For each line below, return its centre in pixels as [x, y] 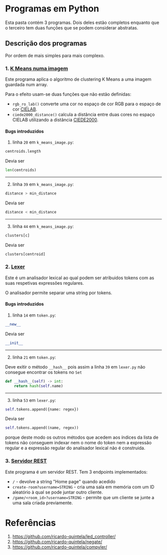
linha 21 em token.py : [34, 357]
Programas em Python [52, 9]
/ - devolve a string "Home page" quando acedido [64, 481]
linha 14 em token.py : [34, 315]
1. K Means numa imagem [37, 68]
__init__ [14, 343]
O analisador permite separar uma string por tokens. [59, 293]
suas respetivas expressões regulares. [45, 283]
